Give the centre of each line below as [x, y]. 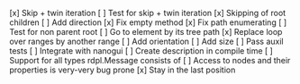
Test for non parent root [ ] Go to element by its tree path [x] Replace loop [146, 32]
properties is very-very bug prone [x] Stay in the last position [123, 70]
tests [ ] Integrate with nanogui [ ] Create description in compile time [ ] [141, 51]
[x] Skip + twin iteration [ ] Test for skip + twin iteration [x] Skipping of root [148, 13]
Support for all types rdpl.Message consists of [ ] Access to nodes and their [150, 60]
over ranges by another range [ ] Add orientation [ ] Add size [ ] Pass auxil [146, 41]
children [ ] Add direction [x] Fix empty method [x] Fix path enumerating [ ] [148, 22]
